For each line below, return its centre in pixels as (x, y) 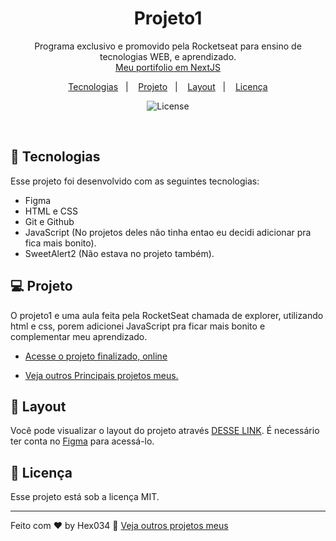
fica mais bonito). (60, 243)
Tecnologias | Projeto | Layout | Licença (168, 86)
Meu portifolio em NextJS (168, 67)
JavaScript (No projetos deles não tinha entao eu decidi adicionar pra (168, 232)
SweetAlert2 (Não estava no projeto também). (119, 253)
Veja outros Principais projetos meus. (101, 375)
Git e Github (49, 221)
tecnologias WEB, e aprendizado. (168, 56)
